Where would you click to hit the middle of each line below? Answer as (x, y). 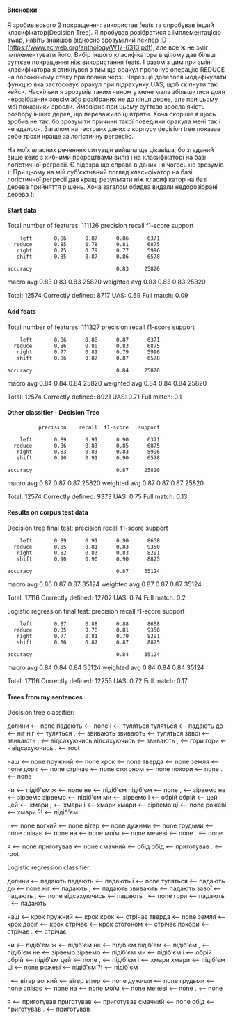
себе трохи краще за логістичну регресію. (71, 137)
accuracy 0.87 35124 (83, 572)
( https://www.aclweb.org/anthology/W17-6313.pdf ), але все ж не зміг (108, 47)
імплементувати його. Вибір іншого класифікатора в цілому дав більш (111, 55)
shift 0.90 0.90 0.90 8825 (88, 559)
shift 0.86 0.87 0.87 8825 (88, 642)
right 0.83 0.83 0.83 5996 (88, 452)
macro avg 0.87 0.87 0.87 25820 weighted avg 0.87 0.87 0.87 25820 (105, 483)
